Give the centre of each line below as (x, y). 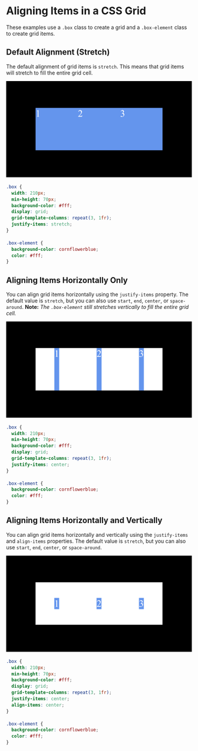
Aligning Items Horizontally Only (67, 280)
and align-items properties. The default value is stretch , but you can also (96, 541)
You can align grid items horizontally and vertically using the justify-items (97, 534)
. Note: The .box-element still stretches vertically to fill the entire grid (105, 307)
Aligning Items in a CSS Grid (76, 11)
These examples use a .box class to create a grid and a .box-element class (97, 27)
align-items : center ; (38, 705)
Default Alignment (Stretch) (58, 52)
